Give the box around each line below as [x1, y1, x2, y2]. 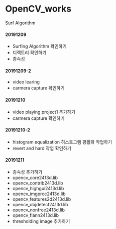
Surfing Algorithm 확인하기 [12, 43, 67, 50]
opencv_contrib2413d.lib [12, 180, 64, 186]
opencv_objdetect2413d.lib [12, 201, 68, 207]
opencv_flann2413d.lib [12, 212, 59, 218]
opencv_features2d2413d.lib [12, 196, 71, 202]
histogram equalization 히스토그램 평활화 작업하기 [12, 139, 112, 145]
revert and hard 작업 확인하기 [12, 145, 72, 151]
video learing [12, 79, 40, 85]
